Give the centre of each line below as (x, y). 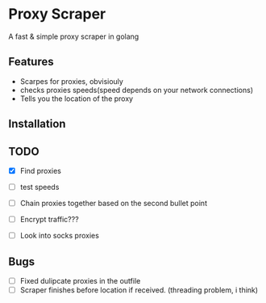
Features (31, 62)
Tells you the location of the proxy (77, 99)
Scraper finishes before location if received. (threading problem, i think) (139, 290)
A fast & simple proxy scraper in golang (74, 36)
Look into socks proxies (59, 236)
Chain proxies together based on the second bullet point (114, 204)
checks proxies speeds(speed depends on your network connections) (137, 90)
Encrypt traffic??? (49, 220)
